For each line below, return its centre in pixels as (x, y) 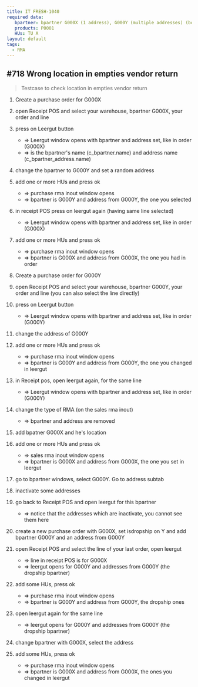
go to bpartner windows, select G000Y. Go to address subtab (89, 479)
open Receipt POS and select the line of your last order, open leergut (98, 548)
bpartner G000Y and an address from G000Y (70, 537)
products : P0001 (34, 28)
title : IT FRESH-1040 (33, 11)
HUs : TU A (26, 34)
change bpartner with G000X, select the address (74, 642)
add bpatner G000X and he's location (61, 432)
